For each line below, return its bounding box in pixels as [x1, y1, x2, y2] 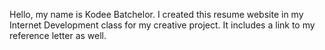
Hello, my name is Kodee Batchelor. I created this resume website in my [9, 9, 304, 20]
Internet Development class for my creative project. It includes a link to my [9, 19, 316, 31]
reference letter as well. [9, 30, 107, 41]
